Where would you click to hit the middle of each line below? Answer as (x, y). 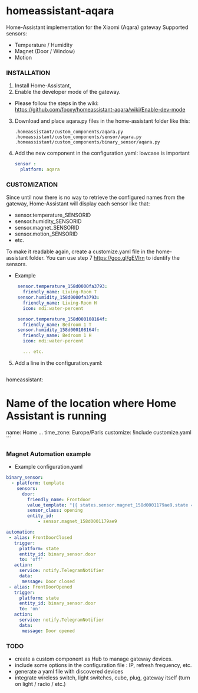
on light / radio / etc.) (40, 684)
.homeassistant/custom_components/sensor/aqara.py (78, 137)
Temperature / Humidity (44, 45)
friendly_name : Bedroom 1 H (57, 336)
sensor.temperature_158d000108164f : (62, 319)
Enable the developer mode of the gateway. (67, 92)
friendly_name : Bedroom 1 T (57, 325)
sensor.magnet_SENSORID (47, 228)
